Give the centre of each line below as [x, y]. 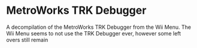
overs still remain [27, 40]
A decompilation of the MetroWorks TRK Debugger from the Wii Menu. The [99, 27]
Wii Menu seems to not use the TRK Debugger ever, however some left [94, 33]
